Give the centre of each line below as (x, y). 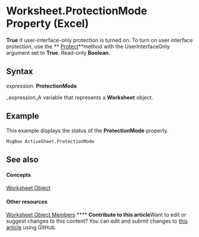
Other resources (27, 201)
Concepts (18, 174)
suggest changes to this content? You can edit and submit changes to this (97, 221)
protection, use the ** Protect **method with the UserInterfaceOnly (88, 46)
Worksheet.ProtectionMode (77, 11)
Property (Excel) (48, 24)
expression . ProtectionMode (42, 86)
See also (22, 159)
